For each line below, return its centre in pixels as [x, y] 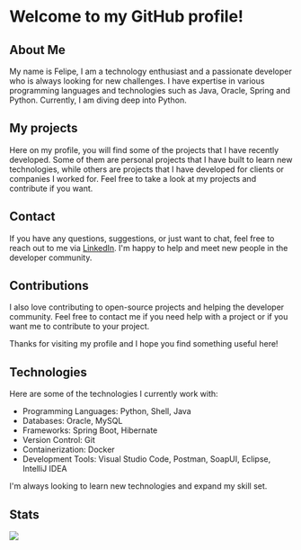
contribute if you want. [51, 188]
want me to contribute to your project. [80, 327]
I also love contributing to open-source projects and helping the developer [147, 307]
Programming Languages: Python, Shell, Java [106, 411]
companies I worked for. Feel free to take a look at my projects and [133, 178]
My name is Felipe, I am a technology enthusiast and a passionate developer [150, 71]
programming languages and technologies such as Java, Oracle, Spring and [150, 90]
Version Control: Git [59, 440]
